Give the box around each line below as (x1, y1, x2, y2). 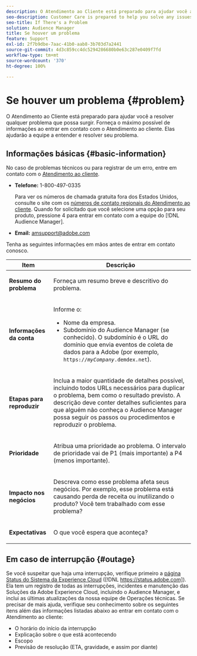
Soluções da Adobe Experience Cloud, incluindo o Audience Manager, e (6, 588, 181, 596)
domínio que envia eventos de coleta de (63, 341, 174, 349)
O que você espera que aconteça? (53, 529, 148, 537)
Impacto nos (9, 489, 45, 497)
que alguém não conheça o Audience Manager (53, 406, 183, 414)
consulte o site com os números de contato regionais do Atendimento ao (14, 199, 191, 207)
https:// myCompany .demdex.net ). (63, 356, 151, 364)
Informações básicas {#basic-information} (6, 148, 167, 158)
